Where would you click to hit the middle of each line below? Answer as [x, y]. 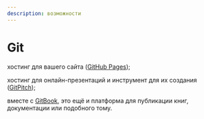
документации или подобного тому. [60, 108]
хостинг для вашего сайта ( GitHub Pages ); [69, 67]
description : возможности [44, 13]
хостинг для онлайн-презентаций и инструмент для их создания [102, 80]
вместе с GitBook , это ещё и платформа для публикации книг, [98, 100]
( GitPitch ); [21, 87]
